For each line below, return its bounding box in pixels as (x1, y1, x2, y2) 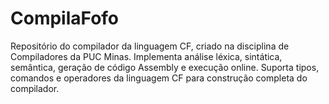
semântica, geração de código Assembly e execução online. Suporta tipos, (10, 61, 320, 73)
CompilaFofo (10, 7, 120, 30)
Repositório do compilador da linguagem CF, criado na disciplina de (10, 40, 290, 52)
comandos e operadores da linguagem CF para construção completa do (10, 72, 308, 84)
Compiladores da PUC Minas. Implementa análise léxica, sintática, (10, 50, 283, 62)
